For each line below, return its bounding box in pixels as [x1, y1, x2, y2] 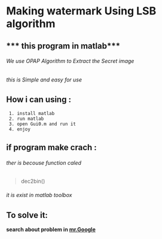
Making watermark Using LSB [6, 4, 157, 18]
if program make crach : [6, 143, 97, 153]
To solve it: [6, 210, 48, 220]
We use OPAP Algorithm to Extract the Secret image [6, 58, 135, 65]
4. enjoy [8, 126, 31, 132]
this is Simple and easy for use [6, 76, 82, 83]
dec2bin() [20, 178, 45, 185]
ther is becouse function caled [6, 159, 82, 166]
